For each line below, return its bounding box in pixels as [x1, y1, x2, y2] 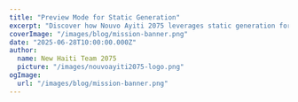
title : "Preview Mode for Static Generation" [9, 12, 180, 22]
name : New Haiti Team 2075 [17, 54, 117, 63]
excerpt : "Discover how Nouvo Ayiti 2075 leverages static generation [9, 21, 276, 30]
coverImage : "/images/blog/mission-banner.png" [9, 29, 189, 38]
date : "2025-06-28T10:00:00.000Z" [9, 37, 137, 47]
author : [9, 46, 38, 55]
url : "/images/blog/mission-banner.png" [17, 79, 169, 88]
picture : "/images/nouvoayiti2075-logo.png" [17, 63, 184, 72]
